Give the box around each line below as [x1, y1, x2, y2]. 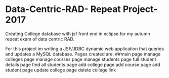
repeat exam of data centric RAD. [5, 36, 75, 42]
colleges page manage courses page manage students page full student [5, 56, 156, 62]
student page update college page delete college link [5, 66, 116, 73]
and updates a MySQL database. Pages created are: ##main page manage [5, 51, 161, 57]
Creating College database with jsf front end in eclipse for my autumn [5, 30, 150, 36]
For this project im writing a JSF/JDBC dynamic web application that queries [5, 45, 164, 51]
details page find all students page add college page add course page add [5, 61, 160, 67]
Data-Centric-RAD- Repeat [5, 3, 121, 15]
